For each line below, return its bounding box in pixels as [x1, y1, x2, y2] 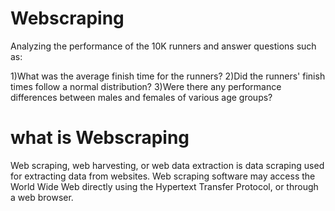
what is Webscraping [10, 127, 190, 149]
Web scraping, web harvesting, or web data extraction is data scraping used [10, 159, 325, 171]
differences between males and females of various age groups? [10, 91, 273, 103]
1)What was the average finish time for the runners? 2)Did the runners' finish [10, 70, 326, 82]
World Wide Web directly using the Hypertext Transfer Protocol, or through [10, 180, 319, 192]
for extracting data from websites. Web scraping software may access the [10, 170, 316, 182]
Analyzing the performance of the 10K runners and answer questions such [10, 40, 317, 52]
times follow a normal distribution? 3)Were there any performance [10, 80, 282, 92]
